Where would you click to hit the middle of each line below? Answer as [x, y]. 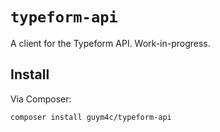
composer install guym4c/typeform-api [91, 117]
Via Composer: [41, 99]
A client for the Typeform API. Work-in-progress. [110, 43]
